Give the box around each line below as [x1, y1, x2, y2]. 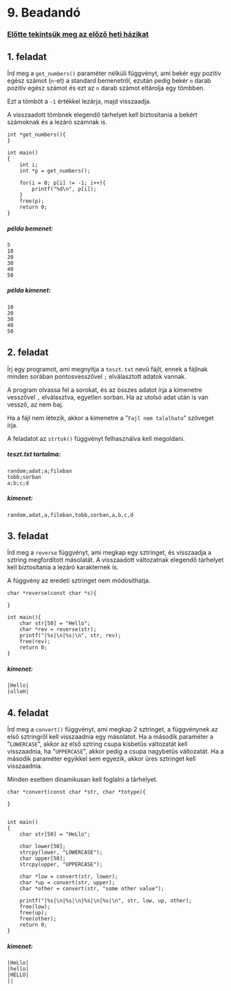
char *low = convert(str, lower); [19, 873, 118, 881]
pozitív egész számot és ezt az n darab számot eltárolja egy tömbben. [7, 84, 205, 92]
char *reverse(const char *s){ [7, 590, 97, 597]
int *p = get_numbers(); [19, 167, 91, 174]
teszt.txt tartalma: [7, 450, 61, 458]
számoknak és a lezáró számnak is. [7, 117, 108, 126]
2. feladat [7, 346, 49, 358]
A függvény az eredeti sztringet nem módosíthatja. [7, 576, 151, 585]
